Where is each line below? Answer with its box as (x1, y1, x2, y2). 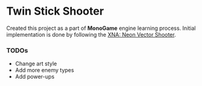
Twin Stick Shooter (6, 4, 105, 18)
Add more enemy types (15, 66, 74, 74)
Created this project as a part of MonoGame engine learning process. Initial (6, 24, 196, 32)
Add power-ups (15, 73, 55, 81)
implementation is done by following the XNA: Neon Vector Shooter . (6, 30, 176, 38)
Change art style (15, 60, 57, 68)
